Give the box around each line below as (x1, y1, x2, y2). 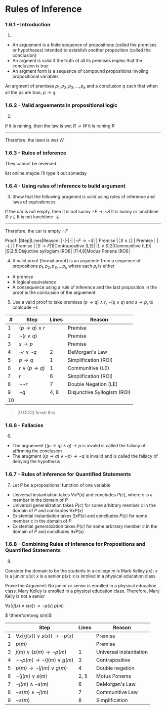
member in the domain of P (12, 497, 68, 503)
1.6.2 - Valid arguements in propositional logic (5, 102, 118, 109)
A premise (12, 274, 34, 280)
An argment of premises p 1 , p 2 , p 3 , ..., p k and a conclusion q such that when (5, 83, 158, 90)
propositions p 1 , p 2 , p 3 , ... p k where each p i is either (12, 263, 115, 270)
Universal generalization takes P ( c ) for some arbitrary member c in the (12, 502, 156, 508)
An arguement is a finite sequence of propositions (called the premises (12, 42, 157, 48)
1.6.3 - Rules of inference (5, 149, 67, 156)
